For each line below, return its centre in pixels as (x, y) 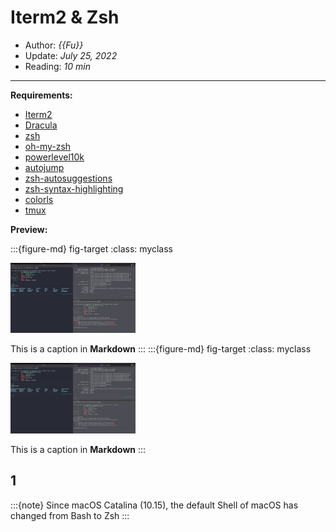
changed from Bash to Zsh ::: (70, 515)
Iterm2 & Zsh (65, 17)
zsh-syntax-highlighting (74, 188)
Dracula (41, 125)
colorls (39, 199)
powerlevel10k (54, 157)
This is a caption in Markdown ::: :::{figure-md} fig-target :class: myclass (161, 349)
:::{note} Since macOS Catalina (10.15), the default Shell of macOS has (154, 505)
